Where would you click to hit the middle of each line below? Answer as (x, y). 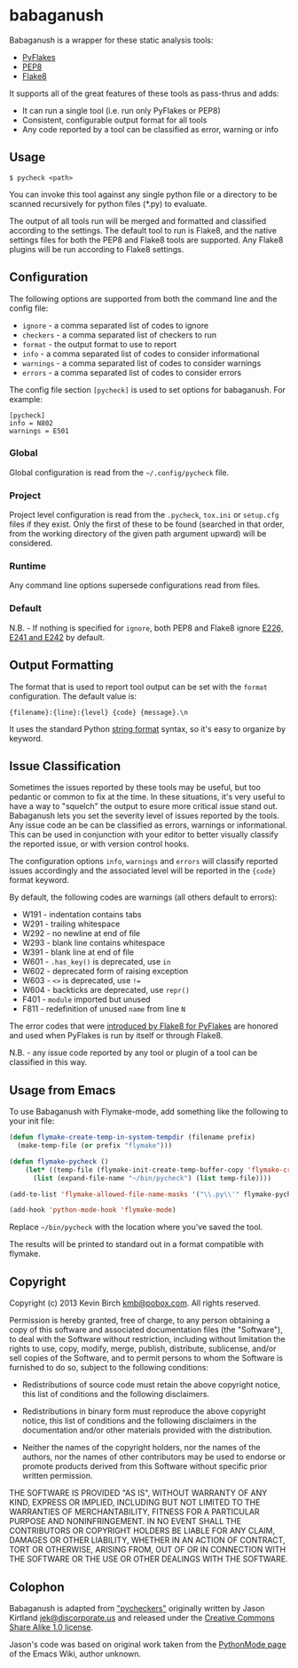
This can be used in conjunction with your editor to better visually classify (144, 835)
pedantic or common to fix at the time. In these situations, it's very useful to (147, 797)
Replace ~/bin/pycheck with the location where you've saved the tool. (136, 1227)
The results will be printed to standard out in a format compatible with (137, 1244)
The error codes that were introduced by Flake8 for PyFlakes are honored (144, 1026)
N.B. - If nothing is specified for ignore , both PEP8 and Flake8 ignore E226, (146, 628)
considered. (31, 544)
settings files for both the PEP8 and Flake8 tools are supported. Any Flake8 (146, 240)
